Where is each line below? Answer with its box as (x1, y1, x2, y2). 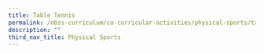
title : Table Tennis (8, 11, 76, 19)
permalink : (8, 19, 44, 26)
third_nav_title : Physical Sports (8, 33, 122, 41)
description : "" (8, 26, 61, 34)
